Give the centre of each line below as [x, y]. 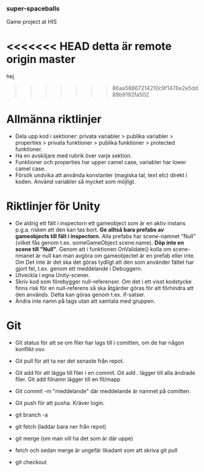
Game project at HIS [32, 22]
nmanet [25, 256]
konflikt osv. [30, 349]
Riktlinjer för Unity [53, 206]
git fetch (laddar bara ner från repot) [61, 427]
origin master [41, 60]
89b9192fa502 [131, 95]
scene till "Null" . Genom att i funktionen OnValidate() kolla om [93, 249]
